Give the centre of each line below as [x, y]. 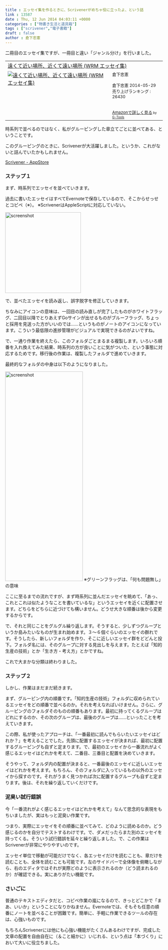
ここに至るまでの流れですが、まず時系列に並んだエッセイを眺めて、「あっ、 [83, 597]
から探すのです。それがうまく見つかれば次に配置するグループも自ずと [81, 777]
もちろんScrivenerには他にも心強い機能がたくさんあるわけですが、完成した [83, 930]
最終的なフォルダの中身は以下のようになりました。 [58, 364]
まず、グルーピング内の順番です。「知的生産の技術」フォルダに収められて [80, 699]
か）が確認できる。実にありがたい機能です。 [51, 874]
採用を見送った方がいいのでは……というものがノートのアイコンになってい [85, 324]
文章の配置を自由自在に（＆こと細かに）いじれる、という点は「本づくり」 [82, 936]
